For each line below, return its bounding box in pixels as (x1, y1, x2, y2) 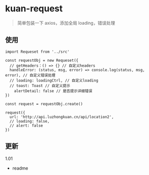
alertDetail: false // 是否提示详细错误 (14, 88, 93, 93)
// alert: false (9, 123, 43, 128)
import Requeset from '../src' (5, 49, 70, 54)
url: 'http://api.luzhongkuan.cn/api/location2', (9, 114, 114, 119)
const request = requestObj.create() (5, 101, 83, 106)
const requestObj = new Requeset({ (5, 58, 79, 63)
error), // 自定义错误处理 (5, 73, 55, 78)
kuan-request (5, 3, 63, 14)
